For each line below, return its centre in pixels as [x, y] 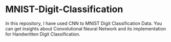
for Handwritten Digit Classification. [43, 34]
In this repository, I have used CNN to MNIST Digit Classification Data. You [84, 23]
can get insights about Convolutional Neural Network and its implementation [86, 28]
